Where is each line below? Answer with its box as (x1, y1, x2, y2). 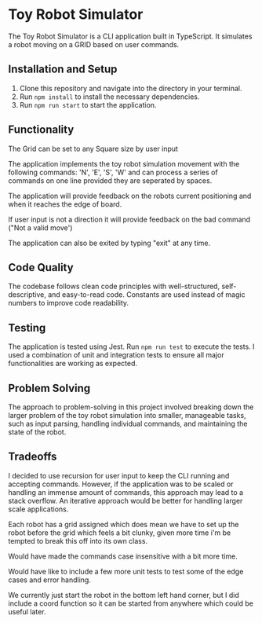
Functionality (8, 123, 75, 137)
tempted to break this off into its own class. (8, 536, 147, 545)
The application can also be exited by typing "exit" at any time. (8, 238, 210, 247)
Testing (8, 321, 46, 335)
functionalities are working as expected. (8, 359, 138, 368)
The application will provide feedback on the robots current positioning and (8, 191, 252, 200)
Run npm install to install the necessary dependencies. (19, 92, 200, 101)
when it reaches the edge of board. (8, 199, 122, 209)
